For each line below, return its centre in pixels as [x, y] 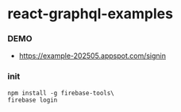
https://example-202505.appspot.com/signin [92, 56]
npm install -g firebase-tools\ [61, 93]
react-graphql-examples [90, 14]
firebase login [33, 100]
